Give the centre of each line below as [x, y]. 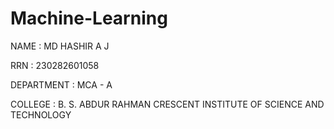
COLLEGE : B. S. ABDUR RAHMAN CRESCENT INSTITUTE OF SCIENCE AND [167, 104]
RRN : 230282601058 [55, 65]
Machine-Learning [89, 18]
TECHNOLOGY [41, 114]
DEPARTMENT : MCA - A [61, 84]
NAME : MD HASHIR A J [60, 46]
